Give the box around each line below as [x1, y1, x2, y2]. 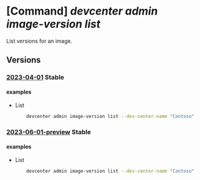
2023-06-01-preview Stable [6, 128, 92, 136]
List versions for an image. [6, 37, 73, 44]
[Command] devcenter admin [6, 4, 158, 18]
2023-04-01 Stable [6, 73, 65, 81]
